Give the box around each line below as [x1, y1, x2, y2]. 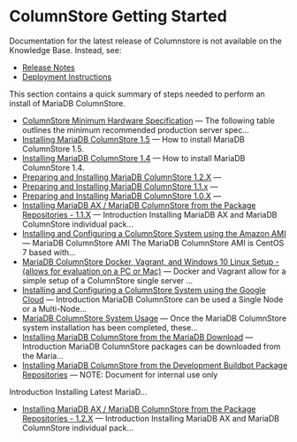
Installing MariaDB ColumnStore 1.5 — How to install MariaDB [21, 134, 245, 144]
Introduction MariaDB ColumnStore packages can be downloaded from [21, 341, 281, 352]
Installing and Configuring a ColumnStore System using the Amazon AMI [21, 228, 286, 238]
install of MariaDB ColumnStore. [9, 97, 126, 108]
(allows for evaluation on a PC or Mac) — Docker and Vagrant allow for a [21, 266, 286, 276]
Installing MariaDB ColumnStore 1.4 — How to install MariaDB [21, 152, 246, 163]
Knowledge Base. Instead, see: [9, 44, 122, 55]
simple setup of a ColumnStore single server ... [21, 275, 194, 285]
